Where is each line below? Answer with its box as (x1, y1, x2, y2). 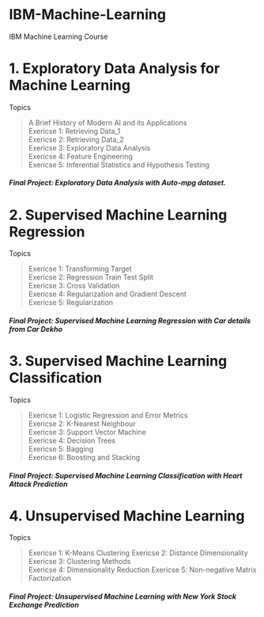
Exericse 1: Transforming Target (28, 264, 133, 274)
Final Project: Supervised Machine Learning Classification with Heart (9, 470, 243, 480)
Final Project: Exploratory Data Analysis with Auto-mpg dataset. (9, 178, 227, 188)
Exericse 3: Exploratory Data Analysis (28, 143, 151, 152)
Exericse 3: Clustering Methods (28, 557, 131, 566)
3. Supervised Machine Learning (9, 352, 228, 370)
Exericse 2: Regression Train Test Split (28, 272, 153, 282)
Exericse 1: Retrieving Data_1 (28, 126, 121, 135)
